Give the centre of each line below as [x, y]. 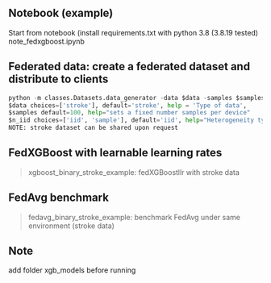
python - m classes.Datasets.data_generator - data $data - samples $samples [137, 98]
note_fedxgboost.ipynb [46, 41]
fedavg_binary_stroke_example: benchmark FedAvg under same [134, 217]
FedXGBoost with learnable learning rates [115, 153]
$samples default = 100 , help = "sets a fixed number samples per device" [129, 113]
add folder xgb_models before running [72, 270]
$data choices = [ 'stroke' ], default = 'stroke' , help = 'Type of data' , [128, 105]
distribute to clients [58, 79]
